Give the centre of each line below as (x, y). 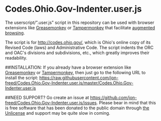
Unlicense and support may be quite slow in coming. (58, 113)
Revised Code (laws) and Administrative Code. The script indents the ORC (79, 47)
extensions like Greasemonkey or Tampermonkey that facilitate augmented (80, 27)
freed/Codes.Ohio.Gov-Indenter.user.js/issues (51, 102)
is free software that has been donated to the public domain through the (77, 108)
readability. (16, 58)
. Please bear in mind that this (126, 102)
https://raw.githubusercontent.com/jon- (79, 78)
